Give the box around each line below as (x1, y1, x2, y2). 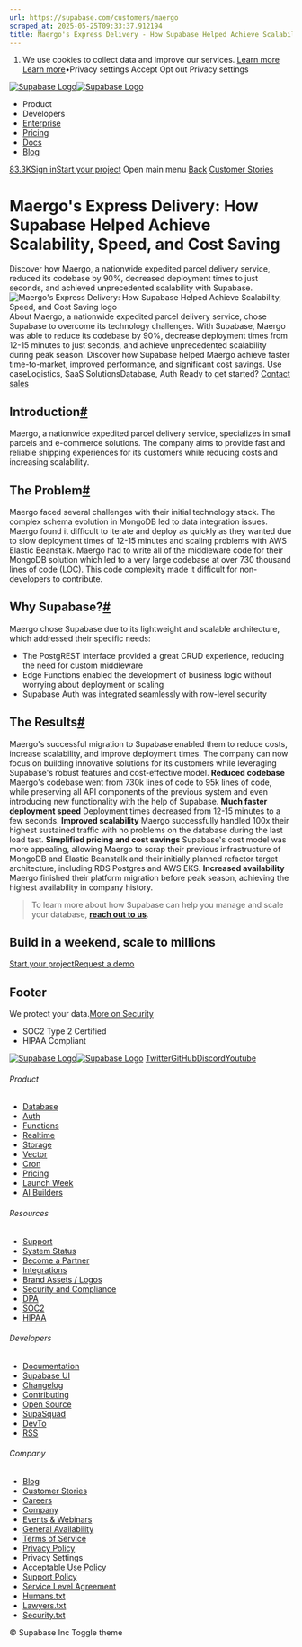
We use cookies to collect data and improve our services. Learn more (22, 55, 280, 66)
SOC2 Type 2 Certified (22, 1026, 107, 1037)
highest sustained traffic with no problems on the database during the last (9, 824, 283, 835)
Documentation (22, 1360, 80, 1371)
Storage (22, 1139, 52, 1151)
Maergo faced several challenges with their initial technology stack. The (9, 506, 276, 517)
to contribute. (52, 573, 103, 584)
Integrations (22, 1264, 67, 1275)
